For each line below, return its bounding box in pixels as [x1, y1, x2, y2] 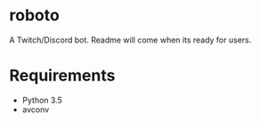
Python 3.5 [21, 95, 62, 105]
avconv [21, 103, 50, 115]
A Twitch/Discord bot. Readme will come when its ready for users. [9, 34, 252, 45]
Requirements [9, 65, 116, 86]
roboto [9, 5, 60, 26]
